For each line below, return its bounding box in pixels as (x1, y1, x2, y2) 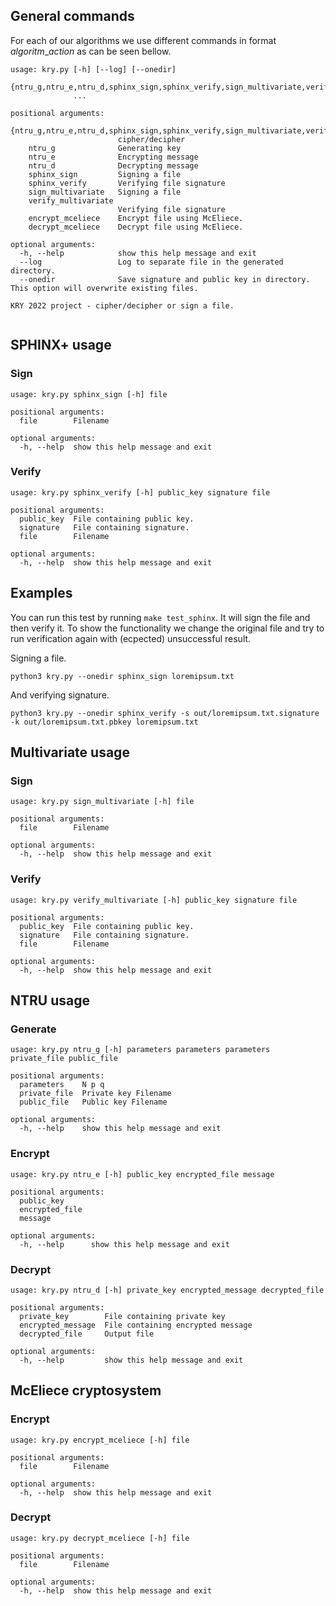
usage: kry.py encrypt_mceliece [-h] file (10, 1435, 190, 1445)
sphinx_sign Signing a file (28, 169, 182, 179)
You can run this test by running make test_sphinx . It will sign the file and (10, 611, 311, 623)
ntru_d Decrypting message (28, 160, 199, 171)
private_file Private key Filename (19, 1089, 172, 1099)
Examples (10, 585, 73, 602)
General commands (10, 8, 135, 25)
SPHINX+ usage (10, 337, 112, 354)
